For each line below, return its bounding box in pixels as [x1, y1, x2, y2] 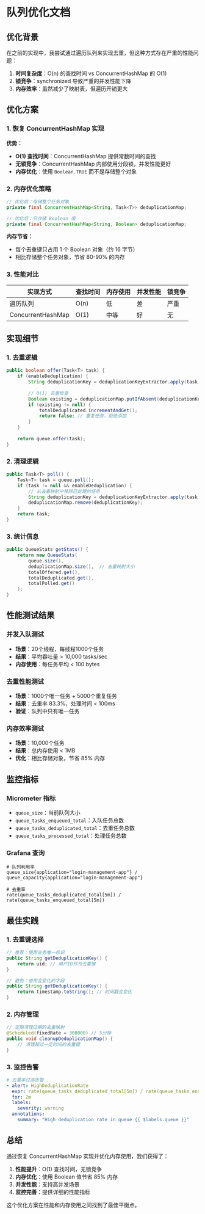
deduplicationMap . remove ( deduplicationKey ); [28, 500, 143, 506]
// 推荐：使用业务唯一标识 [6, 950, 65, 956]
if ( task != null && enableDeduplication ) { [17, 482, 132, 489]
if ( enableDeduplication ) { [17, 373, 88, 379]
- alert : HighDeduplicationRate [6, 1082, 88, 1089]
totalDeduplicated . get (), [28, 575, 95, 581]
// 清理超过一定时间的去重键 [17, 1041, 81, 1047]
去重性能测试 [6, 677, 45, 686]
